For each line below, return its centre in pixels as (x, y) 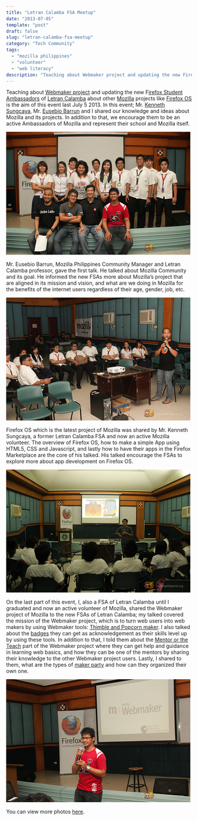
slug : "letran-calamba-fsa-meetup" (50, 38)
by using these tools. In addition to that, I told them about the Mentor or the (97, 640)
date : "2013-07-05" (30, 19)
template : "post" (27, 25)
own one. (17, 671)
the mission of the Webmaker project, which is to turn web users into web (95, 621)
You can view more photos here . (45, 812)
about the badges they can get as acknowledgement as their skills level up (97, 633)
